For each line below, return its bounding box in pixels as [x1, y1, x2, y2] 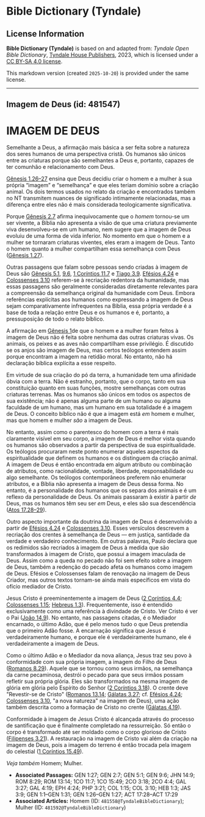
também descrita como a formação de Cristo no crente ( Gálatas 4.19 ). [6, 704, 182, 711]
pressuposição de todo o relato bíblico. [6, 315, 105, 323]
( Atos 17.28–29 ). [6, 506, 47, 513]
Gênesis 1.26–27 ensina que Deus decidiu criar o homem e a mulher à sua [6, 175, 192, 182]
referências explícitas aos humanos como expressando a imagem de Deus [6, 296, 193, 303]
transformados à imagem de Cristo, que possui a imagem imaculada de [6, 551, 186, 558]
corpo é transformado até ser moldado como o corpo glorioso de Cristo [6, 729, 187, 736]
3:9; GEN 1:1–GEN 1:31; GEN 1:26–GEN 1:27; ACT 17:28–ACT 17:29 [15, 791, 178, 798]
